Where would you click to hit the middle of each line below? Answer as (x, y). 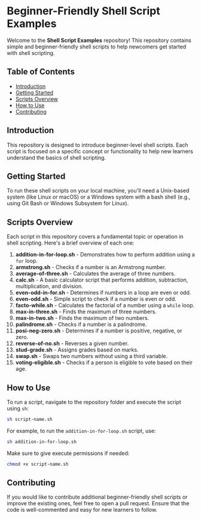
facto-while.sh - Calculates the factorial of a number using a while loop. (105, 306)
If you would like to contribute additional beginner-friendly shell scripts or (97, 497)
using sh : (18, 408)
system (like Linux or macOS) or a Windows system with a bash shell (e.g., (99, 197)
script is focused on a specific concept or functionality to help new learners (100, 151)
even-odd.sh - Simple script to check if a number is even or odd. (96, 299)
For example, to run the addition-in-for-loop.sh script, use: (81, 431)
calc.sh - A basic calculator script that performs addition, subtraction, (102, 280)
